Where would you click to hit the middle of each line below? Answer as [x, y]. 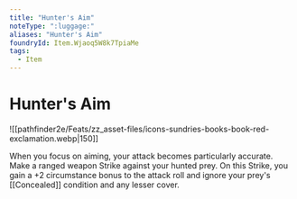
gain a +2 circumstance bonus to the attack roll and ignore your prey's [140, 175]
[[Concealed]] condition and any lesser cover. [95, 185]
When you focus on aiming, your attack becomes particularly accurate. [141, 156]
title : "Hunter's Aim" [52, 18]
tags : [19, 51]
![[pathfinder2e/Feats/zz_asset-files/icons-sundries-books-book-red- [139, 129]
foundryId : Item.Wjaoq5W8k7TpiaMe [74, 43]
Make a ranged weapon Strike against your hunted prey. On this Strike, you [149, 165]
